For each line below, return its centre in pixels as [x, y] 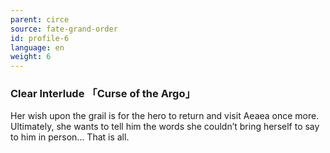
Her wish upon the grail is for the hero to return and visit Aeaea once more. [165, 116]
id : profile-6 [40, 38]
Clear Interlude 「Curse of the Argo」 [103, 94]
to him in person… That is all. [70, 137]
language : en [37, 47]
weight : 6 [31, 57]
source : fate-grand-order [64, 29]
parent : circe [40, 19]
